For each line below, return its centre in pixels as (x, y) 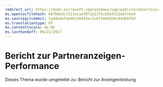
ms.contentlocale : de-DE (30, 28)
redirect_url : (19, 9)
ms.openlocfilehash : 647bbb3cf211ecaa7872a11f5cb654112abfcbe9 (70, 14)
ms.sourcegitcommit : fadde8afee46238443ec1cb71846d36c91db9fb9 (70, 18)
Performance (32, 66)
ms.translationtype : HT (29, 23)
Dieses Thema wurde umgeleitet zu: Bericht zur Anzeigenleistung (71, 79)
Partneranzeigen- (89, 56)
